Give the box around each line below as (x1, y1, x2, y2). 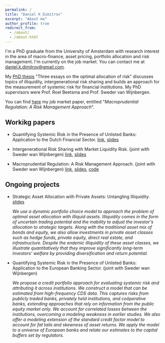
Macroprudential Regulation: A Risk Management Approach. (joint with (12, 161, 155, 167)
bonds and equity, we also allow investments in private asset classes (12, 229, 153, 235)
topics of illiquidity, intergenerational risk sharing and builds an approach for (5, 78, 160, 84)
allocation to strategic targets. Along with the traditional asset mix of (12, 224, 152, 230)
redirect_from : (5, 26, 36, 31)
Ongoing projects (5, 180, 60, 189)
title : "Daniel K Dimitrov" (5, 12, 63, 17)
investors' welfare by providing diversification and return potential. (12, 250, 148, 256)
